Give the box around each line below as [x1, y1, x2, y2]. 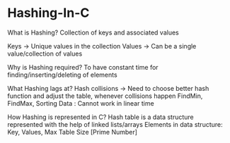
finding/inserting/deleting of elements [7, 70, 118, 79]
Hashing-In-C [7, 5, 90, 21]
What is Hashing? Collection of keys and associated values [7, 28, 179, 37]
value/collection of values [7, 49, 83, 58]
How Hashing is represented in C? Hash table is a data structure [7, 113, 195, 121]
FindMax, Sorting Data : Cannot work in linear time [7, 99, 154, 107]
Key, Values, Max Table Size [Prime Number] [7, 128, 138, 136]
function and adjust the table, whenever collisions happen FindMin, [7, 92, 203, 100]
